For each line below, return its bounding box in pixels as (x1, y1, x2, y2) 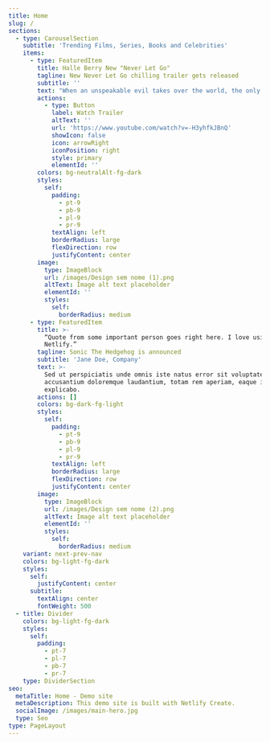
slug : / (8, 19, 35, 27)
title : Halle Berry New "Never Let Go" (37, 64, 171, 72)
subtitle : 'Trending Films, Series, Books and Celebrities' (22, 42, 228, 50)
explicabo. (43, 385, 81, 394)
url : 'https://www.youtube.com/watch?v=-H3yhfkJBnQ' (51, 124, 231, 132)
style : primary (51, 154, 103, 162)
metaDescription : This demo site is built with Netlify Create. (15, 699, 235, 707)
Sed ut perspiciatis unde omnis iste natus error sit (43, 371, 228, 379)
